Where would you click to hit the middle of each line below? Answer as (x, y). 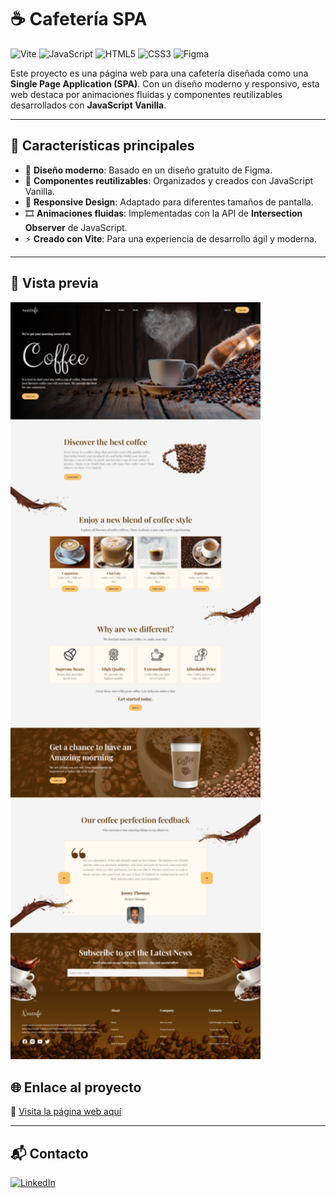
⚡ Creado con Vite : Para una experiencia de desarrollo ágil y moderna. (170, 238)
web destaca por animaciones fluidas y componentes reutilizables (146, 94)
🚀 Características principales (102, 146)
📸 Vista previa (54, 283)
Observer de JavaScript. (76, 227)
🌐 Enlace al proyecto (76, 1087)
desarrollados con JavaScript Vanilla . (88, 105)
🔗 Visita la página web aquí (66, 1112)
